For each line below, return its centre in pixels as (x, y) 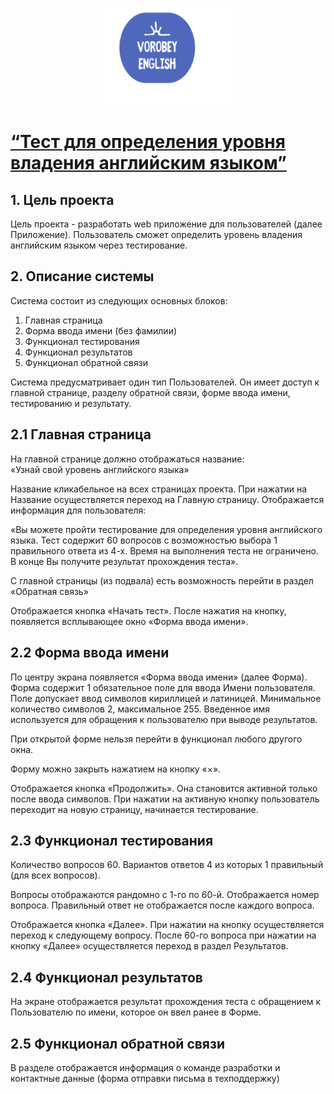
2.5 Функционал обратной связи (117, 1043)
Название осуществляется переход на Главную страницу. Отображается (167, 499)
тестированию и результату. (71, 403)
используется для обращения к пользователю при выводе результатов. (164, 719)
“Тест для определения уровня (148, 142)
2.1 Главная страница (81, 434)
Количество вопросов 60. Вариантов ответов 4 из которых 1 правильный (167, 865)
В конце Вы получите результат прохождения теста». (124, 561)
